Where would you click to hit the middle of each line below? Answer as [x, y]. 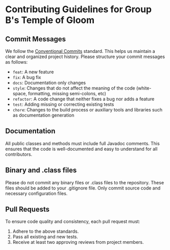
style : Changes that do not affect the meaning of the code [74, 88]
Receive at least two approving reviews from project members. [78, 242]
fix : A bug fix [27, 77]
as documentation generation [43, 115]
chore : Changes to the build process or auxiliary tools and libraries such [88, 110]
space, [20, 93]
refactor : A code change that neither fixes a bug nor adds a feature [83, 99]
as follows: [16, 62]
